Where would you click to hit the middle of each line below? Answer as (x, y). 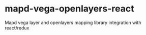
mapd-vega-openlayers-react (69, 9)
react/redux (17, 27)
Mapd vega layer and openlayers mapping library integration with (73, 22)
